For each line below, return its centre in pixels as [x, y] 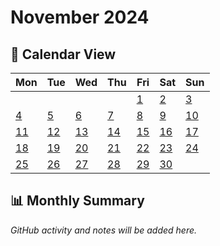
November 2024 [80, 17]
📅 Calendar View [63, 54]
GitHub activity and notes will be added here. [104, 230]
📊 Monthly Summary [77, 201]
